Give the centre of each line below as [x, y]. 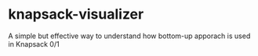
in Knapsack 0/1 [34, 44]
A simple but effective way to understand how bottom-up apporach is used [129, 36]
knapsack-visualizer [76, 14]
